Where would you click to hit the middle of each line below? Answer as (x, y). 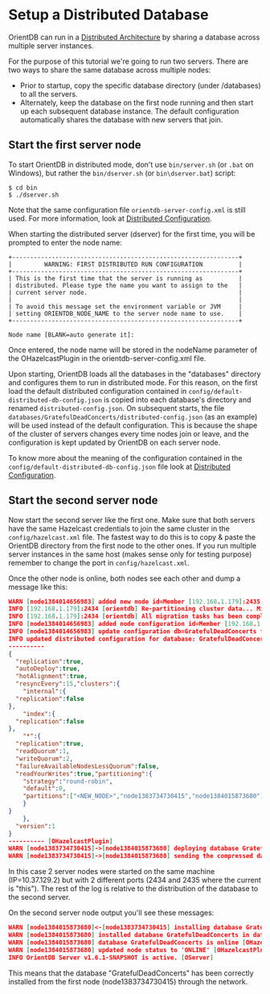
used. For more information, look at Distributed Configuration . (110, 218)
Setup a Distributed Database (108, 15)
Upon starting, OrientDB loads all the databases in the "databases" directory (135, 374)
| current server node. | (125, 292)
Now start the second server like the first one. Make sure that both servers (132, 520)
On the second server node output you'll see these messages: (111, 913)
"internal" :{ (45, 692)
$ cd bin (23, 188)
